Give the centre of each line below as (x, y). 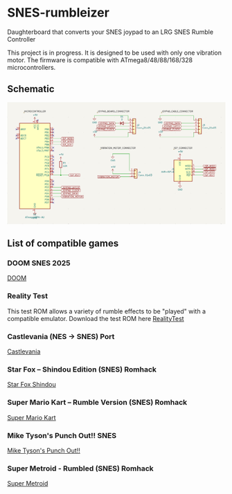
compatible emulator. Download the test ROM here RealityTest (96, 318)
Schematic (31, 89)
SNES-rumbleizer (58, 13)
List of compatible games (63, 244)
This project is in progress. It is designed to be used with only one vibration (114, 53)
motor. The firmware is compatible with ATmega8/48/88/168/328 (100, 60)
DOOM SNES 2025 (39, 263)
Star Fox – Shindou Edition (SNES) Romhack (82, 369)
